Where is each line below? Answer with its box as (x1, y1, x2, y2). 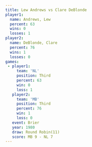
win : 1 (16, 111, 30, 116)
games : (5, 59, 19, 64)
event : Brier (12, 120, 39, 125)
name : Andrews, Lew (10, 17, 51, 22)
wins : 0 (10, 26, 26, 31)
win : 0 (16, 82, 30, 87)
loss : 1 (16, 87, 33, 92)
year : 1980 (12, 125, 35, 130)
